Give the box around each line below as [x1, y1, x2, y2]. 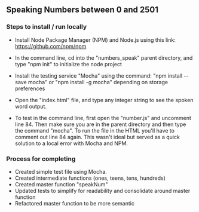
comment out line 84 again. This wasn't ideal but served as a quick [14, 133, 180, 140]
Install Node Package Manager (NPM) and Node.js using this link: [14, 36, 176, 44]
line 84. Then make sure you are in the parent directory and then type [14, 121, 186, 128]
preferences [14, 85, 45, 92]
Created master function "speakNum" [14, 180, 108, 188]
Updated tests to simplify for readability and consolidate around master [14, 187, 191, 194]
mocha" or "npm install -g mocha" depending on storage [27, 78, 169, 85]
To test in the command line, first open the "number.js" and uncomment [14, 114, 191, 121]
